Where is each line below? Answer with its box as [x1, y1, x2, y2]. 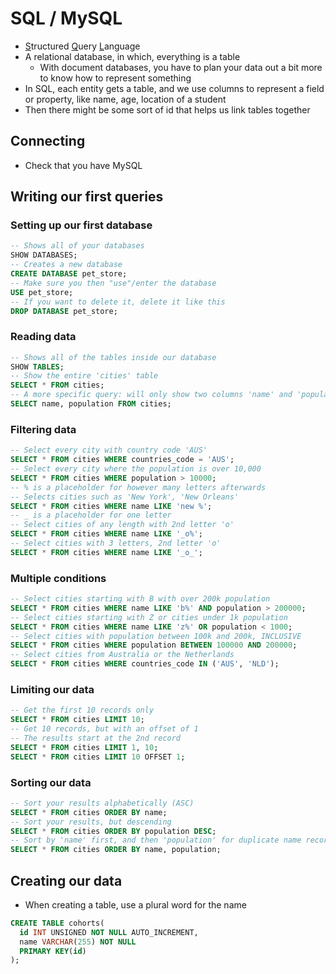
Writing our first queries [10, 188, 164, 206]
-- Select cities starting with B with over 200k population [10, 594, 271, 604]
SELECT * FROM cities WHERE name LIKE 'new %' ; [10, 501, 213, 511]
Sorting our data [10, 775, 92, 789]
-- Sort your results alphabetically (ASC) [10, 798, 195, 808]
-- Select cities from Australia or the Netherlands [10, 650, 235, 660]
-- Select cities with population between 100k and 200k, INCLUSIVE [10, 631, 302, 641]
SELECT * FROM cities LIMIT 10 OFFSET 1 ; [10, 752, 186, 762]
